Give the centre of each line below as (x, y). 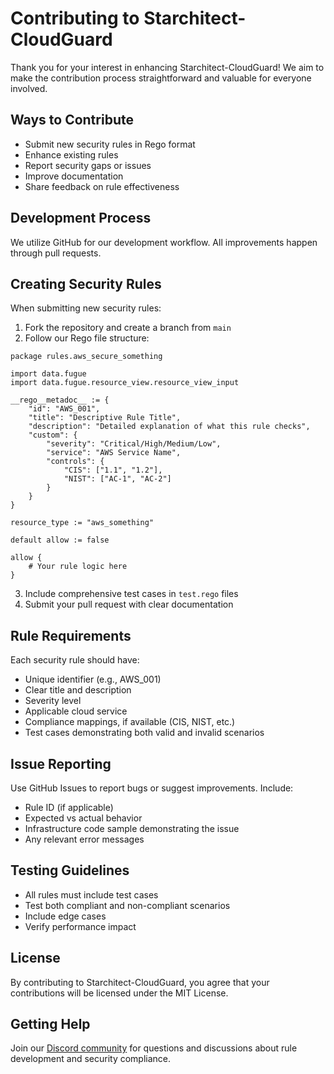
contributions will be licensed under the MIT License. (119, 993)
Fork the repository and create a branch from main (128, 328)
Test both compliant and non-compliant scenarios (127, 905)
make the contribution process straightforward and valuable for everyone (161, 78)
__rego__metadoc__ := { (60, 400)
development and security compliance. (91, 1059)
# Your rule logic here (78, 567)
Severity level (53, 701)
